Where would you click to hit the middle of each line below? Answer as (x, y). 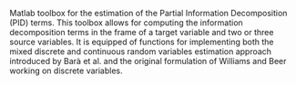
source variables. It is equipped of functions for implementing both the (142, 42)
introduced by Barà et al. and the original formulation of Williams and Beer (148, 61)
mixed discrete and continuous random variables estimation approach (140, 52)
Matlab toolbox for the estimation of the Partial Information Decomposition (148, 13)
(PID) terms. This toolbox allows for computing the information (126, 23)
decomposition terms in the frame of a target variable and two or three (142, 32)
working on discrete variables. (66, 71)
